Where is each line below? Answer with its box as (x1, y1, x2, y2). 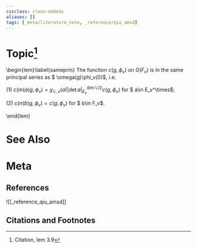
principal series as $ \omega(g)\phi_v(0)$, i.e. (6, 74, 116, 81)
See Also (6, 133, 50, 146)
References (6, 182, 49, 193)
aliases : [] (6, 14, 35, 20)
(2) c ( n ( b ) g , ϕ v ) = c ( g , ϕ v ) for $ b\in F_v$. (6, 100, 105, 108)
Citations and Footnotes (6, 215, 96, 225)
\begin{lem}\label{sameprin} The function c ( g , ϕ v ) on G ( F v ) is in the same (6, 66, 184, 75)
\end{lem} (6, 112, 30, 120)
